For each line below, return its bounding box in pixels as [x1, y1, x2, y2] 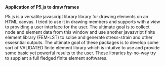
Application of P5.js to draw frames [5, 4, 80, 10]
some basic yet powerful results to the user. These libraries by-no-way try [5, 50, 156, 56]
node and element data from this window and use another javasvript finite [5, 29, 156, 35]
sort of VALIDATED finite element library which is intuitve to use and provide [5, 45, 160, 50]
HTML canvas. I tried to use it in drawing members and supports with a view [5, 19, 161, 24]
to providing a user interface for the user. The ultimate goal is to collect [5, 24, 150, 30]
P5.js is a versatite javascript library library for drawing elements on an [5, 14, 149, 19]
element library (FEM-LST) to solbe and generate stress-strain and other [5, 34, 153, 40]
